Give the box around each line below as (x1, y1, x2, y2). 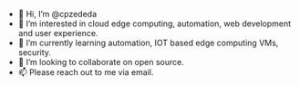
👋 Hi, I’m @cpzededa (17, 9, 98, 19)
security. (17, 47, 52, 58)
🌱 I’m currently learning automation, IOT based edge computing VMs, (17, 37, 279, 48)
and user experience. (17, 28, 98, 38)
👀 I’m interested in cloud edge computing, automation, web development (17, 18, 292, 29)
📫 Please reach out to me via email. (17, 67, 154, 77)
